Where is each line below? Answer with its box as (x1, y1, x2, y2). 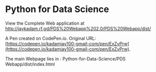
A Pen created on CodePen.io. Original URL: (5, 35, 97, 41)
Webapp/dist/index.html (5, 61, 55, 67)
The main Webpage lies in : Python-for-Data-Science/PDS (5, 55, 126, 61)
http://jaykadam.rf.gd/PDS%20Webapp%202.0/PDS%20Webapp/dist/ (5, 25, 151, 31)
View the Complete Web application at (5, 20, 85, 26)
